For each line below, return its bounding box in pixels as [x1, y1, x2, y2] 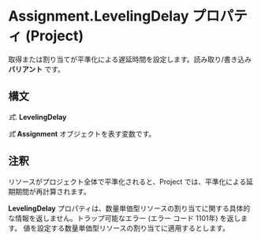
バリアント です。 [8, 64, 65, 73]
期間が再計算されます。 [14, 186, 91, 196]
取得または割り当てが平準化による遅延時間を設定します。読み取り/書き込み [8, 54, 252, 64]
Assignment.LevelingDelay [8, 7, 189, 25]
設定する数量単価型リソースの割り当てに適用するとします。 [36, 223, 230, 233]
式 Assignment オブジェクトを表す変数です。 [8, 129, 156, 138]
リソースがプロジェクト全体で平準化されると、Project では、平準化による [8, 177, 247, 186]
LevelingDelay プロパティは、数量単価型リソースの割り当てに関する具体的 [8, 203, 251, 213]
